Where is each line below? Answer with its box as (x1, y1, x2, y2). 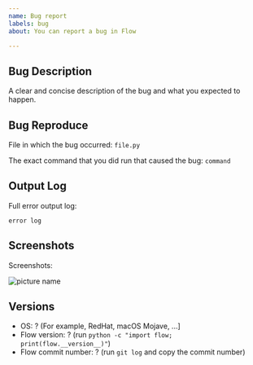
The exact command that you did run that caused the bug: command (8, 156, 231, 165)
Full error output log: (8, 200, 77, 210)
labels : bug (8, 20, 49, 28)
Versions (8, 300, 55, 314)
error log (8, 217, 42, 225)
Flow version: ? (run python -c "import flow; (20, 330, 173, 340)
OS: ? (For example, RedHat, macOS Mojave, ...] (20, 321, 181, 331)
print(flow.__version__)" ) (20, 339, 111, 349)
